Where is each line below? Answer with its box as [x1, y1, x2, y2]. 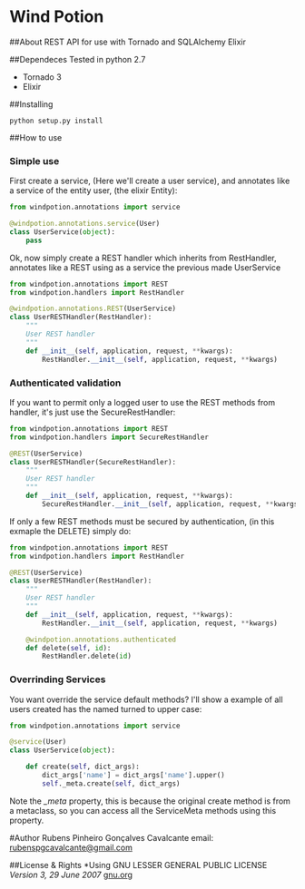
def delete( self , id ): [25, 643, 112, 652]
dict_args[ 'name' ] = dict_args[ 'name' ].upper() [42, 771, 225, 780]
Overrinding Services [9, 673, 106, 686]
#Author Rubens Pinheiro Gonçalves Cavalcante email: [9, 832, 214, 843]
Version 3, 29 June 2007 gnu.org [9, 869, 133, 880]
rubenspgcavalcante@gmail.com [9, 842, 133, 853]
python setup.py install [9, 116, 103, 125]
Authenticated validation [9, 376, 122, 389]
